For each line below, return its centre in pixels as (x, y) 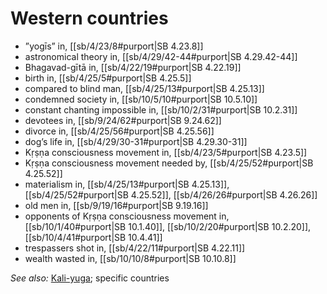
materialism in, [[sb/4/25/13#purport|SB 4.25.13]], (127, 184)
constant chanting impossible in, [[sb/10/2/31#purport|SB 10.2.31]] (161, 109)
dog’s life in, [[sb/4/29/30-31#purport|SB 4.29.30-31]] (136, 141)
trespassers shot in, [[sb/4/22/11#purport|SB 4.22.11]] (135, 248)
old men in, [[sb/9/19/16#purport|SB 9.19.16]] (116, 205)
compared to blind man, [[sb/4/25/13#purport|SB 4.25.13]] (144, 88)
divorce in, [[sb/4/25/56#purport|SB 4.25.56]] (119, 131)
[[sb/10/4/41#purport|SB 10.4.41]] (93, 237)
